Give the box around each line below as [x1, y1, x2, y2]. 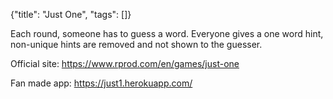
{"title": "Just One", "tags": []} [10, 9, 132, 20]
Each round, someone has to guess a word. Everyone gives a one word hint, [10, 28, 324, 39]
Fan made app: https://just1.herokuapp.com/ [10, 77, 193, 89]
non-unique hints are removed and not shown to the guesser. [10, 39, 263, 50]
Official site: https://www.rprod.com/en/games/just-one [10, 58, 240, 69]
